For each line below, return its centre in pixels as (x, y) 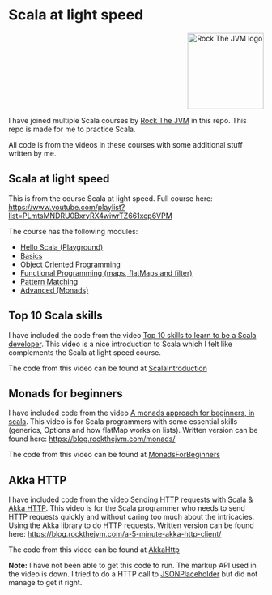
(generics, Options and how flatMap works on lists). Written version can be (133, 430)
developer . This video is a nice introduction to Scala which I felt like (121, 344)
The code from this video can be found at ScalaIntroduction (108, 368)
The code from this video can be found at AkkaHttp (94, 550)
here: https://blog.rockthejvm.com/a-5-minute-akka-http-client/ (115, 534)
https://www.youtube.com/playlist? (67, 207)
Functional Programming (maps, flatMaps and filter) (106, 272)
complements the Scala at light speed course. (85, 352)
